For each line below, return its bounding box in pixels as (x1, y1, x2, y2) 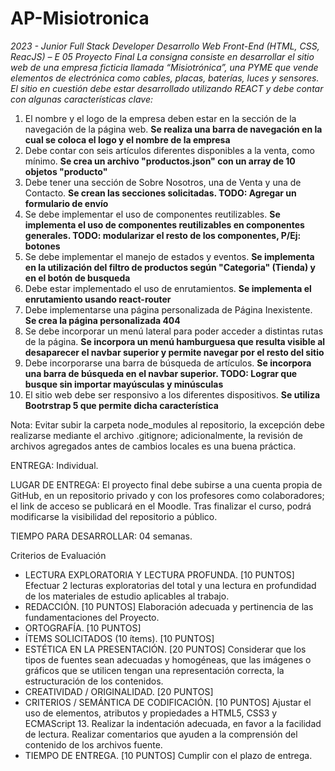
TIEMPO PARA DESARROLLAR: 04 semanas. (10, 530, 193, 542)
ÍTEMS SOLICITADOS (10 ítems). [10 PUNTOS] (24, 632, 215, 644)
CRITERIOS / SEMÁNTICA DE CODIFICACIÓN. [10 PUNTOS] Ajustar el (24, 696, 312, 708)
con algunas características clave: (10, 93, 153, 105)
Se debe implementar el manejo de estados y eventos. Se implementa (24, 250, 315, 262)
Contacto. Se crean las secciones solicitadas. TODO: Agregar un (24, 187, 297, 199)
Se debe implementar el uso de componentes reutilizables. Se (24, 208, 281, 220)
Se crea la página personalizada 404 (24, 314, 181, 326)
